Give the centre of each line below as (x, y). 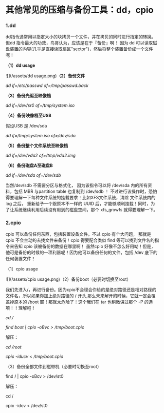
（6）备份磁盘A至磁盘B (29, 165)
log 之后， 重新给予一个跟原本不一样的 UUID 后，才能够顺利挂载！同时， (78, 204)
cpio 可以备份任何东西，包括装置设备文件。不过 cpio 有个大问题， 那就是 (78, 234)
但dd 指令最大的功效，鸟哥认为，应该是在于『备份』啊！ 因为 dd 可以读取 (79, 43)
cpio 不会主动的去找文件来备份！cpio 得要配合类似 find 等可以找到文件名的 (80, 240)
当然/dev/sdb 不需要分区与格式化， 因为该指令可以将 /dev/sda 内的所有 (77, 186)
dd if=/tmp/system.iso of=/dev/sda (41, 136)
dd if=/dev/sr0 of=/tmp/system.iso (40, 105)
